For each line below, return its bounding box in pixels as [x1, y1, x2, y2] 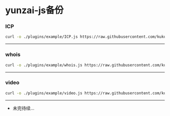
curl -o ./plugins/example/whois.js [5, 63, 82, 68]
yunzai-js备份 [5, 5, 64, 16]
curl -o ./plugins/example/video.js [5, 90, 82, 96]
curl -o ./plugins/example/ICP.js [5, 34, 78, 39]
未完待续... [12, 105, 34, 111]
